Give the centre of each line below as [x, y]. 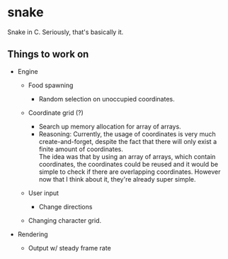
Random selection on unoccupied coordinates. [107, 99]
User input [43, 193]
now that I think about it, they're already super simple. [117, 179]
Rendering [33, 234]
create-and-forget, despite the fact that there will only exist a [128, 141]
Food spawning [51, 85]
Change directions [65, 206]
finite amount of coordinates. [81, 149]
